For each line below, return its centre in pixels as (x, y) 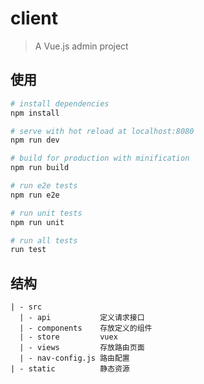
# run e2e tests (44, 186)
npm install (35, 113)
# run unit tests (46, 213)
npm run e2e (35, 195)
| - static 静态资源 (70, 369)
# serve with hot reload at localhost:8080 (102, 131)
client (34, 18)
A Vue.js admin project (81, 46)
